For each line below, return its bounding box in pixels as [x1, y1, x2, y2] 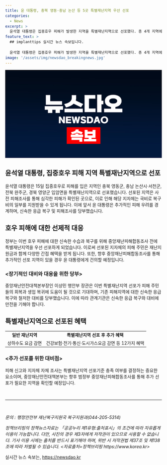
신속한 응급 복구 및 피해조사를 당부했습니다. [19, 208, 103, 214]
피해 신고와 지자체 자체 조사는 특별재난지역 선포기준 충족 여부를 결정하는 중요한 [5, 367, 158, 373]
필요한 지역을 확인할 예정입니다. [14, 379, 76, 385]
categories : [5, 13, 30, 18]
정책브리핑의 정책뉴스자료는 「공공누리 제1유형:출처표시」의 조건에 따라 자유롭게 [5, 425, 161, 431]
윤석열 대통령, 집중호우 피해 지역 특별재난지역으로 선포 [5, 169, 161, 178]
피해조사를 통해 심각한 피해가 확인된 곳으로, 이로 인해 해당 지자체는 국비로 [10, 195, 153, 201]
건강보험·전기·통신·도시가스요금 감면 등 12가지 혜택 [46, 340, 145, 346]
